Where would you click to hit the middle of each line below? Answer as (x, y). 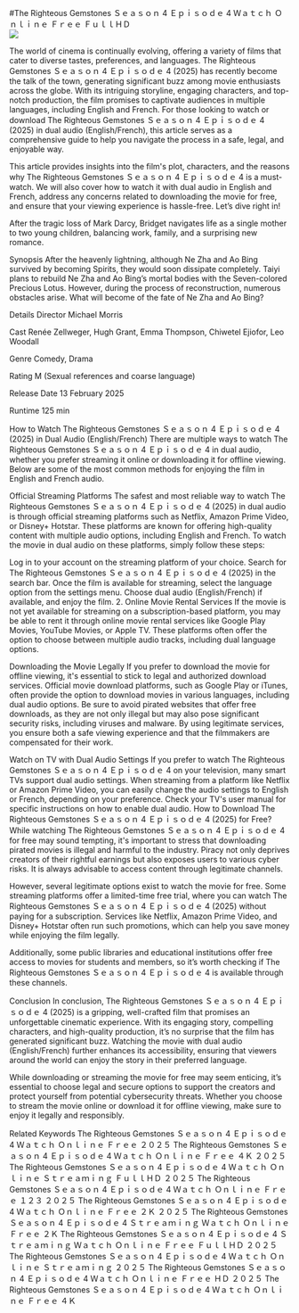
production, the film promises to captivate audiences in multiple (149, 100)
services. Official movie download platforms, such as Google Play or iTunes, (149, 685)
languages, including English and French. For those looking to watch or (139, 109)
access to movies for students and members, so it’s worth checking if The (145, 962)
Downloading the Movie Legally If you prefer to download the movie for (140, 666)
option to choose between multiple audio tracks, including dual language (142, 640)
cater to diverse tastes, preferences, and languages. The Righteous (133, 60)
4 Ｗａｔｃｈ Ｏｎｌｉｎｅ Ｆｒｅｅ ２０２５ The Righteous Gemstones (140, 1145)
